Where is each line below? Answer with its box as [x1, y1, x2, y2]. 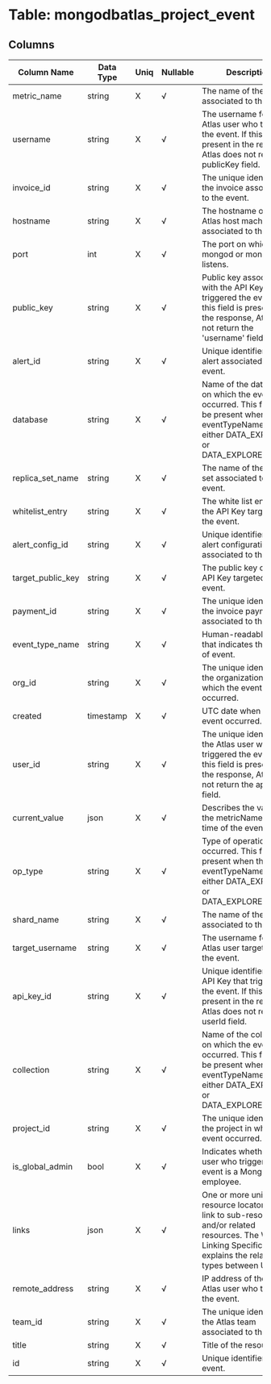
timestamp [87, 711, 127, 721]
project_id [12, 1123, 51, 1134]
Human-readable [201, 629, 268, 640]
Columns [8, 38, 55, 52]
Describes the [201, 802, 256, 813]
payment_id [12, 606, 57, 616]
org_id [12, 677, 36, 688]
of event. [201, 649, 236, 660]
